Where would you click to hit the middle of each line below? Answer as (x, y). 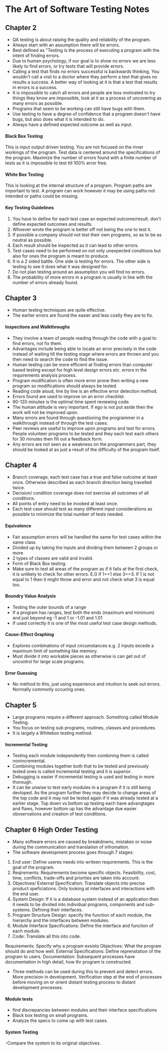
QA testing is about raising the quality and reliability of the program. (82, 39)
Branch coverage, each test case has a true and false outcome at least (85, 477)
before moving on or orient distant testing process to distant (74, 982)
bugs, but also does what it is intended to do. (58, 119)
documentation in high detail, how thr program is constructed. (69, 962)
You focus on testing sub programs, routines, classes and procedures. (84, 728)
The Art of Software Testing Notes (77, 9)
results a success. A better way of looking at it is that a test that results (85, 82)
